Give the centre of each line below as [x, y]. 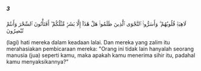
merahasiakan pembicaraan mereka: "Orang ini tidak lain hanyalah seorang [100, 49]
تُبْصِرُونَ [15, 30]
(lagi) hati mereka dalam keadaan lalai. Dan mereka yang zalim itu [88, 42]
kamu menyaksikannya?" [37, 61]
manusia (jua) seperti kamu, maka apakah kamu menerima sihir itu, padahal [101, 55]
